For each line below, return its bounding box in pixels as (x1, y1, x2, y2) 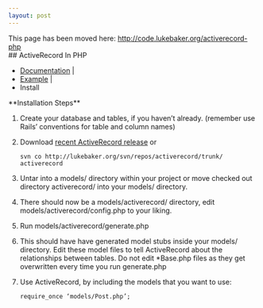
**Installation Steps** (8, 98, 81, 107)
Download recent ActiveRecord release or (19, 137, 157, 147)
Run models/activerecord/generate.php (19, 221, 149, 230)
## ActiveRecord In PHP (8, 50, 87, 60)
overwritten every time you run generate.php (19, 261, 167, 271)
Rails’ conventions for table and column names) (19, 121, 176, 131)
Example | (19, 74, 53, 83)
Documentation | (19, 65, 75, 75)
